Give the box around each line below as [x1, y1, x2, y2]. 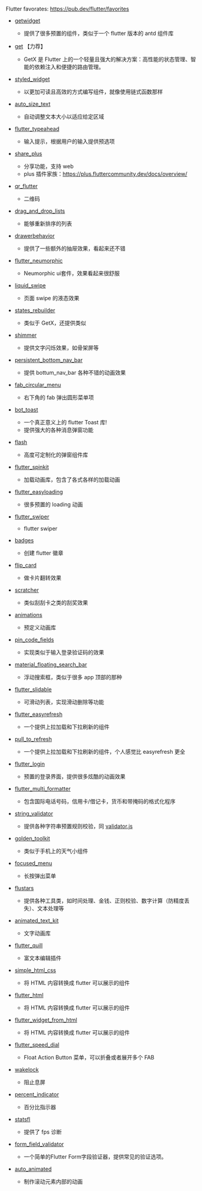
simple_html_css [14, 967, 56, 974]
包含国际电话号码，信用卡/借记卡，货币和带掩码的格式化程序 [23, 798, 176, 805]
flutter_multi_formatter [14, 785, 71, 792]
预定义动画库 [23, 624, 56, 631]
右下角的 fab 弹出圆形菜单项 [23, 394, 94, 401]
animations [14, 611, 43, 618]
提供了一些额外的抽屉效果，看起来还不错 [23, 245, 126, 252]
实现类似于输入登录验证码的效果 [23, 649, 104, 656]
